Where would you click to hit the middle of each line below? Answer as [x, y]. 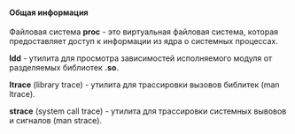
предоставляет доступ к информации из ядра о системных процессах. [144, 41]
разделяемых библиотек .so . [64, 68]
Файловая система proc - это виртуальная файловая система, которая [144, 32]
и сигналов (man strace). [56, 121]
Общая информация [49, 12]
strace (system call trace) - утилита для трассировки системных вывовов [148, 111]
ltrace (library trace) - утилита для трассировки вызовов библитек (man [145, 85]
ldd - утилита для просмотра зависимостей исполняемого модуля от [141, 58]
